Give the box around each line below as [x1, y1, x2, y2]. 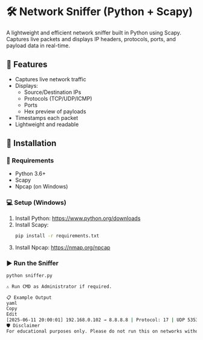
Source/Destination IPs [24, 88, 82, 96]
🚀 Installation [6, 138, 57, 148]
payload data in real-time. [6, 42, 71, 49]
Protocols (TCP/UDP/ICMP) [24, 95, 92, 102]
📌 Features [6, 59, 48, 70]
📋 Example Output [6, 295, 52, 301]
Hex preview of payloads [24, 107, 86, 115]
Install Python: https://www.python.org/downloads [14, 215, 141, 222]
